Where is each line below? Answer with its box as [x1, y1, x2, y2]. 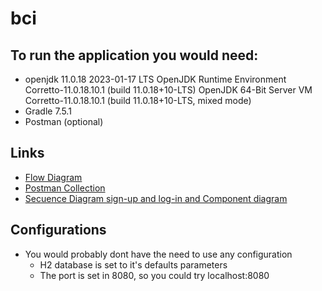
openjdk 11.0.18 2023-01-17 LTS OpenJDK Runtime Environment [24, 73, 287, 85]
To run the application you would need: [10, 47, 259, 64]
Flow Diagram [24, 171, 83, 183]
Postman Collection [24, 182, 106, 194]
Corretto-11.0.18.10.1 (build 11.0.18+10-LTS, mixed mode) [24, 95, 252, 106]
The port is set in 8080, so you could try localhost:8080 [39, 269, 270, 281]
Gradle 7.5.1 [24, 105, 72, 117]
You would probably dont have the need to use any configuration [24, 248, 293, 260]
